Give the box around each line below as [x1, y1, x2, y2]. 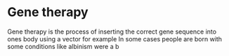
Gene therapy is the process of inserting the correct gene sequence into [7, 27, 216, 36]
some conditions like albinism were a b [7, 42, 119, 50]
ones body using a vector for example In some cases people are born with [7, 34, 223, 43]
